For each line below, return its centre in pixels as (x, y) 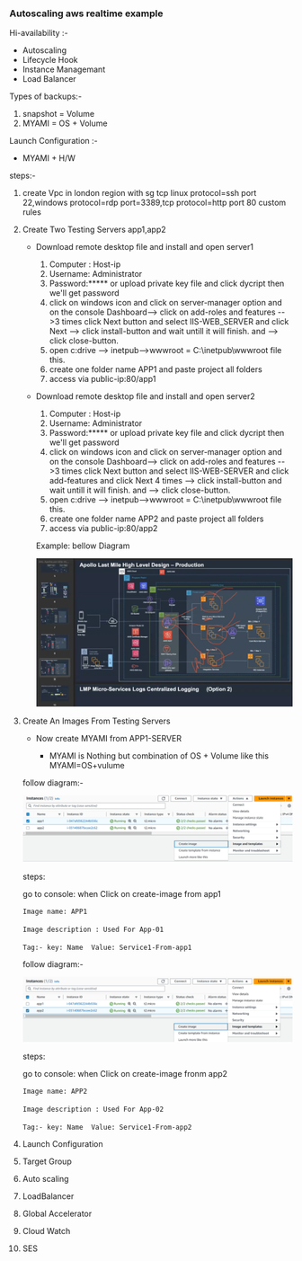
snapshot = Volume (58, 114)
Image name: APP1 (55, 911)
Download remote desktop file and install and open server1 (145, 247)
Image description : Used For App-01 (93, 929)
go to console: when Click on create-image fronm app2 (124, 1074)
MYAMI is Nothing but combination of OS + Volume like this (159, 755)
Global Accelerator (57, 1214)
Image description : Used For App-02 (93, 1110)
